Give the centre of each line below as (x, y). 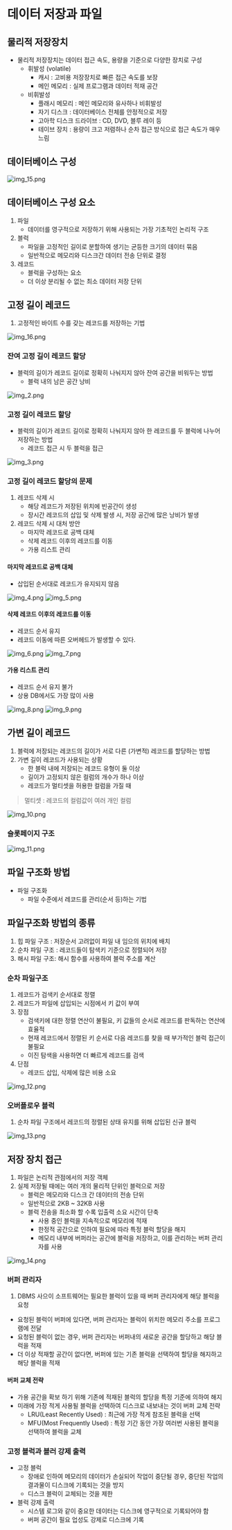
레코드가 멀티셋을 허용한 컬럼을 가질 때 (79, 785)
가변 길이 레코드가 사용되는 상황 (60, 759)
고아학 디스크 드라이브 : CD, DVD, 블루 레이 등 (100, 121)
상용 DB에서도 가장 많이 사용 (56, 695)
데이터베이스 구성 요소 (51, 203)
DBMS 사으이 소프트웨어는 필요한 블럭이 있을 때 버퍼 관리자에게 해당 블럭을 (118, 1296)
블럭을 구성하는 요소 (54, 272)
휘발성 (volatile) (49, 69)
